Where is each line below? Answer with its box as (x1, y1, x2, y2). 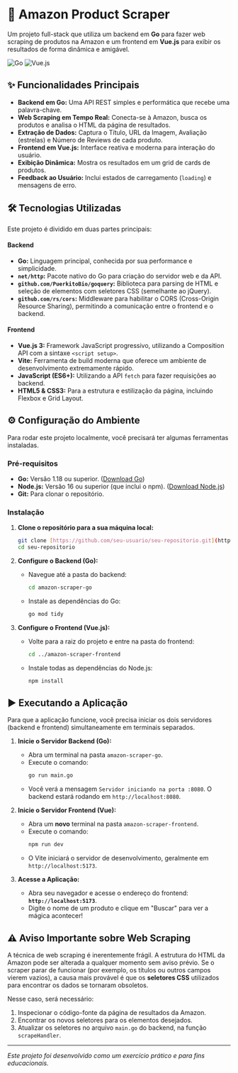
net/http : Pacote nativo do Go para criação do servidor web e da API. (17, 271, 222, 280)
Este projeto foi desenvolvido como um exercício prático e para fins (7, 1052, 205, 1060)
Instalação (7, 507, 45, 517)
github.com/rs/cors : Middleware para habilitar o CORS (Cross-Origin (17, 294, 220, 303)
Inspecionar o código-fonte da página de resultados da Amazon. (17, 1009, 207, 1016)
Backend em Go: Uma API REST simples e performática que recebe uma (17, 98, 230, 106)
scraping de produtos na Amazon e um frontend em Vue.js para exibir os (7, 37, 221, 45)
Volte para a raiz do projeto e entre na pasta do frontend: (28, 637, 195, 646)
